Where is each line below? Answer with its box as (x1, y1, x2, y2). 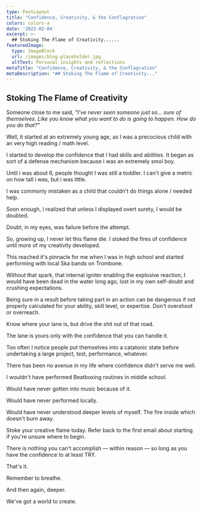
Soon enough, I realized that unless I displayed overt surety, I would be (6, 205, 182, 213)
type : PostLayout (6, 8, 50, 15)
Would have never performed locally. (6, 397, 98, 404)
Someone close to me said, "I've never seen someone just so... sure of (6, 109, 181, 116)
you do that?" (6, 122, 40, 129)
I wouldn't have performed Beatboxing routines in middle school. (6, 374, 167, 381)
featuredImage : (6, 43, 45, 49)
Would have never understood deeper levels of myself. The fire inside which (6, 409, 196, 416)
